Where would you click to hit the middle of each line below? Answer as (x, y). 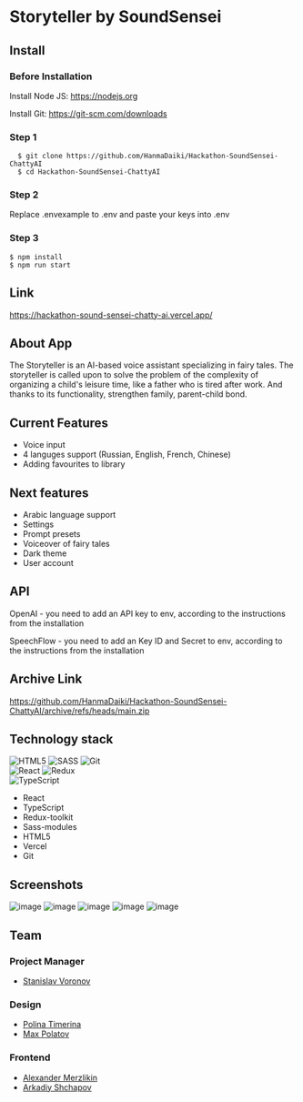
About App (41, 343)
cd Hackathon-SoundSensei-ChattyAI (93, 172)
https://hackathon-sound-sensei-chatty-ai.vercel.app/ (111, 315)
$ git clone (40, 157)
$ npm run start (40, 265)
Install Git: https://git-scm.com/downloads (88, 113)
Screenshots (46, 885)
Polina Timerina (52, 1025)
